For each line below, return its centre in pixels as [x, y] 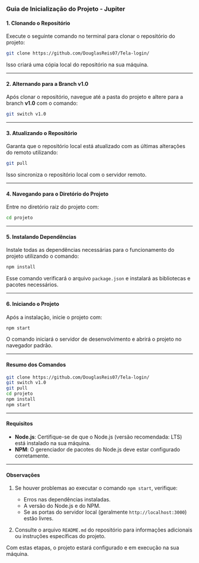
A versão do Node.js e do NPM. [62, 506]
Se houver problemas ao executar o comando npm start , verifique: [96, 488]
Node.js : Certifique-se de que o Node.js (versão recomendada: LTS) [98, 437]
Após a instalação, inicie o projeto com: [54, 317]
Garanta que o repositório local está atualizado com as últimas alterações [96, 146]
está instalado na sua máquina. [52, 443]
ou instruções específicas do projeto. [60, 536]
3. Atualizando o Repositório [42, 133]
